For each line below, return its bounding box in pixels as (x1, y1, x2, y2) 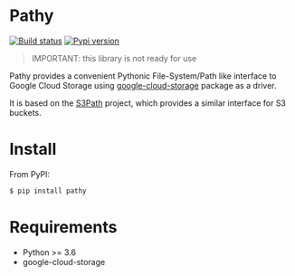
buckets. (9, 107, 43, 118)
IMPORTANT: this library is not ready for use (31, 52, 197, 63)
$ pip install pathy (9, 186, 88, 195)
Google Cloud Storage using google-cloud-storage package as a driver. (9, 80, 278, 90)
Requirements (9, 216, 118, 237)
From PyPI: (9, 168, 51, 179)
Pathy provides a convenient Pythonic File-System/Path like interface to (9, 70, 277, 81)
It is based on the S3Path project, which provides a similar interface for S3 (9, 97, 287, 109)
